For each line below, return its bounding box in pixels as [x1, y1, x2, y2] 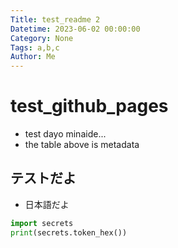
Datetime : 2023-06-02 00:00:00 [10, 24, 141, 34]
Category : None [10, 33, 74, 43]
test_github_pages [10, 95, 169, 118]
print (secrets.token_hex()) [10, 227, 128, 238]
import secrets [10, 218, 74, 228]
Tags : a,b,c [10, 42, 60, 53]
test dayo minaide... [24, 128, 107, 140]
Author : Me [10, 52, 56, 62]
